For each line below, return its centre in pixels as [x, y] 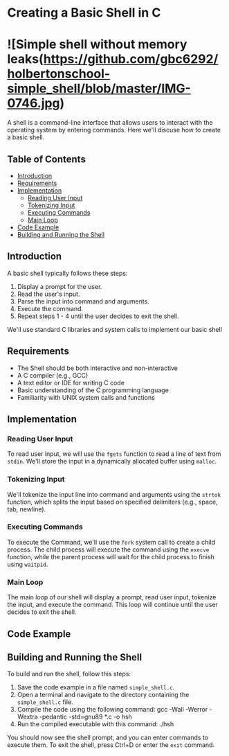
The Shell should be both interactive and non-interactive [98, 368]
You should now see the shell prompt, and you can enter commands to [108, 738]
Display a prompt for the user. [59, 286]
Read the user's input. [48, 294]
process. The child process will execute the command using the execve [108, 550]
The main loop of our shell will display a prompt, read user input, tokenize [112, 597]
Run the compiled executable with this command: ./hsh [95, 724]
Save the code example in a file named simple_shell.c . [96, 687]
